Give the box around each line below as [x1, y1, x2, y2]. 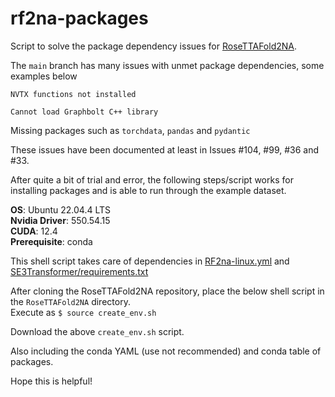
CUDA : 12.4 [10, 225, 58, 237]
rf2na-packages [10, 7, 149, 30]
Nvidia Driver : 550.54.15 [10, 214, 111, 226]
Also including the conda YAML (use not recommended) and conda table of [10, 345, 322, 357]
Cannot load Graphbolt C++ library [10, 107, 159, 117]
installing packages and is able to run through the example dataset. [10, 184, 287, 196]
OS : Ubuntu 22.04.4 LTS [10, 203, 112, 216]
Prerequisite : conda [10, 235, 93, 247]
